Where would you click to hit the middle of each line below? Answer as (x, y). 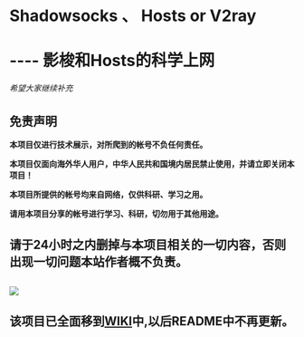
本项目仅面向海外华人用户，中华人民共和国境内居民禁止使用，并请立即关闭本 (152, 164)
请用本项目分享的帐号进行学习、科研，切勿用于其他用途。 (116, 214)
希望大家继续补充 (41, 88)
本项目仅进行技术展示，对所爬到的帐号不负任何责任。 (109, 144)
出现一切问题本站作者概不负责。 (99, 262)
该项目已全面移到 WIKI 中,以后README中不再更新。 (152, 321)
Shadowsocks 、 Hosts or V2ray (133, 16)
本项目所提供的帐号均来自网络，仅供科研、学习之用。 (109, 194)
